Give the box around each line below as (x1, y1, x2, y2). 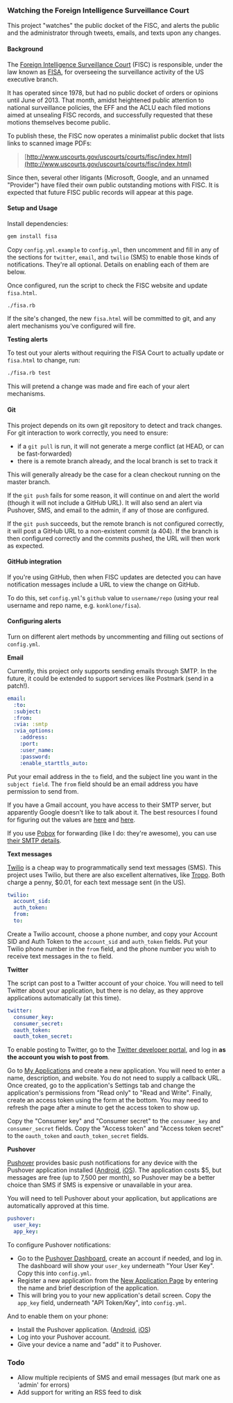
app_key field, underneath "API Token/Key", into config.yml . (17, 1298, 187, 1306)
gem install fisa (7, 232, 58, 240)
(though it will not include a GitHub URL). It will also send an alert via (7, 498, 202, 506)
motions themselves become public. (7, 118, 111, 127)
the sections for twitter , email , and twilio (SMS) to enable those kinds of (7, 252, 219, 261)
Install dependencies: (7, 219, 69, 227)
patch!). (7, 681, 30, 690)
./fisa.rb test (7, 369, 51, 377)
